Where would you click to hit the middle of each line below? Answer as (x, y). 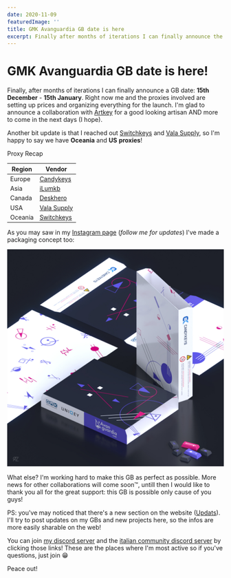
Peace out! (22, 569)
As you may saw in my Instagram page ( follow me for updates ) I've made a (113, 233)
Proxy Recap (25, 154)
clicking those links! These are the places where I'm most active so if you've (115, 548)
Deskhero (53, 198)
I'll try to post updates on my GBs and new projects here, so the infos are (110, 520)
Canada (21, 198)
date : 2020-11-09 (32, 14)
